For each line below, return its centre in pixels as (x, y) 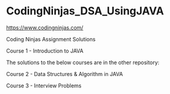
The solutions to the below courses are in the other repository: (83, 62)
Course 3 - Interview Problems (44, 86)
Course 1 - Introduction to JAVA (45, 51)
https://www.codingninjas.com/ (45, 28)
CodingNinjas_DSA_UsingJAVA (85, 11)
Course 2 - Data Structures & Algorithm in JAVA (65, 74)
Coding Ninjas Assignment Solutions (51, 39)
